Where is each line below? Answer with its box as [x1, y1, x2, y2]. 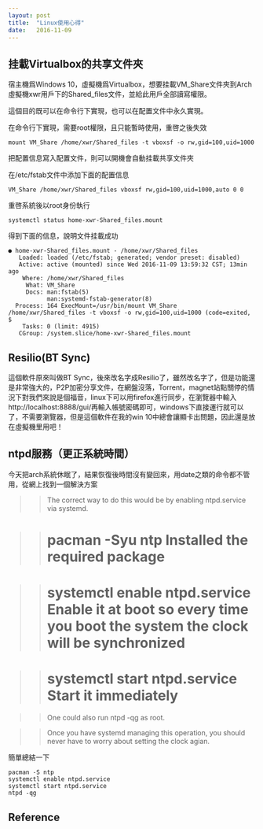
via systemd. [46, 503, 89, 513]
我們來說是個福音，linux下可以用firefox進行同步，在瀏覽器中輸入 [28, 393, 237, 402]
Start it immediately [46, 687, 179, 705]
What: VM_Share [25, 281, 76, 290]
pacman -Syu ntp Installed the [46, 531, 249, 549]
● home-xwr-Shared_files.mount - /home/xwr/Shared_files [8, 247, 199, 255]
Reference [8, 810, 60, 823]
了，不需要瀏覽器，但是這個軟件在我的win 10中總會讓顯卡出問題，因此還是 [8, 413, 249, 421]
